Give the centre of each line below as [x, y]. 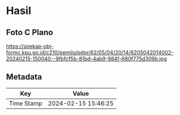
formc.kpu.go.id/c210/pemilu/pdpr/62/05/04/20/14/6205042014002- [90, 53]
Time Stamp [26, 103]
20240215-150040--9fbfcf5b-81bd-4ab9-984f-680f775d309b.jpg [86, 59]
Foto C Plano [30, 32]
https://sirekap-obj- [30, 46]
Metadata [24, 77]
